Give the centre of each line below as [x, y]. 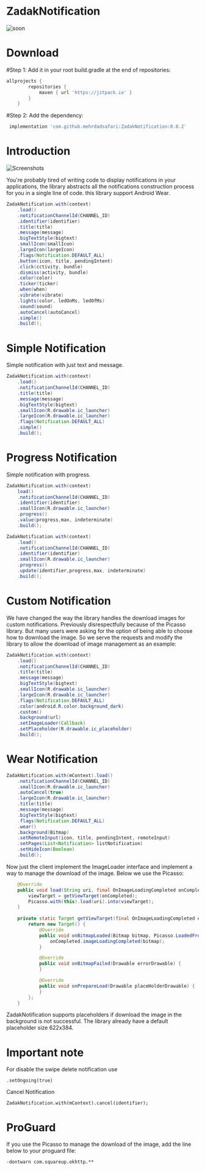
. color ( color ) [35, 278]
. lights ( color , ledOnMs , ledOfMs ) [61, 301]
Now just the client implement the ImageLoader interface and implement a [99, 866]
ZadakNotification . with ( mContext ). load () [60, 775]
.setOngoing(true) [30, 1080]
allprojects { [24, 81]
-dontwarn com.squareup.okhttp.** [50, 1162]
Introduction [38, 151]
